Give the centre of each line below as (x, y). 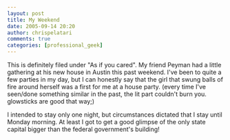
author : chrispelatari (40, 33)
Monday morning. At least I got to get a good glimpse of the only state (106, 122)
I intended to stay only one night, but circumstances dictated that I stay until (115, 115)
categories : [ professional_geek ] (55, 45)
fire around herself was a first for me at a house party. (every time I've (107, 87)
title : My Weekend (33, 20)
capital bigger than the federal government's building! (83, 129)
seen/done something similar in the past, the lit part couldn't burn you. (107, 94)
